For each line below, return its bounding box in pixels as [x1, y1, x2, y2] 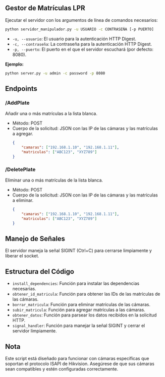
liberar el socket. [5, 253, 40, 259]
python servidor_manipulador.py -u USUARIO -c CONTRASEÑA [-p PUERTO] [5, 27, 154, 32]
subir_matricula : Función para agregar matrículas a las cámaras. [12, 307, 145, 313]
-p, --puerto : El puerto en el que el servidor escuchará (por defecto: [12, 46, 154, 52]
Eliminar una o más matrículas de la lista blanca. [5, 177, 103, 183]
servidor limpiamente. [12, 328, 57, 334]
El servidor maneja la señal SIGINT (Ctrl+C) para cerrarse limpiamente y [5, 248, 152, 253]
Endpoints [5, 84, 38, 93]
